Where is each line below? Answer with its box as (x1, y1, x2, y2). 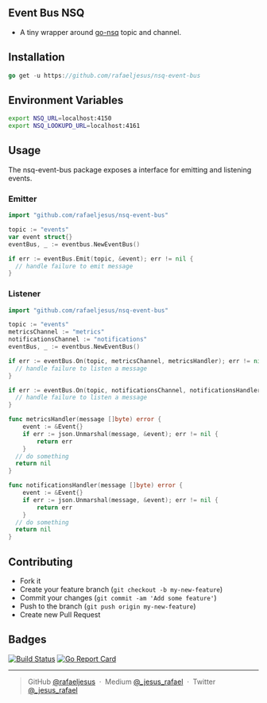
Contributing (8, 555, 73, 569)
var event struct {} (8, 233, 73, 241)
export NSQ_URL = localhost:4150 (8, 114, 112, 122)
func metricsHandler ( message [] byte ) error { (8, 415, 161, 423)
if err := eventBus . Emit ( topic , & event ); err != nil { (8, 254, 194, 263)
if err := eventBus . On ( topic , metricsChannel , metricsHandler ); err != (8, 357, 250, 365)
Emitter (8, 193, 37, 204)
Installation (8, 51, 65, 64)
